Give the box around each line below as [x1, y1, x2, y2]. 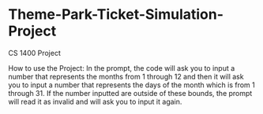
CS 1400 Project [8, 48, 61, 57]
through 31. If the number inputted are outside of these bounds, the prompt [8, 88, 253, 97]
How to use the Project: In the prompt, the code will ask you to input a [8, 63, 235, 72]
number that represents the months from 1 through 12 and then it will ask [8, 72, 244, 81]
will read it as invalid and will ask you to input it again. [8, 97, 182, 106]
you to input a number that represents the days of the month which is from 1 [8, 80, 255, 90]
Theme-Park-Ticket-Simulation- [8, 6, 224, 24]
